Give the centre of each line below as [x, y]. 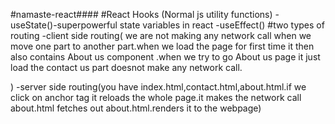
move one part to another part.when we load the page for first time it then [162, 46]
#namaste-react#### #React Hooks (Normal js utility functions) [141, 14]
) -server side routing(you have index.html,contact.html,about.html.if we [158, 87]
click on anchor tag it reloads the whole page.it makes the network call [156, 97]
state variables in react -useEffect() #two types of [222, 25]
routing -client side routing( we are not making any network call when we [161, 35]
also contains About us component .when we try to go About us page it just [165, 57]
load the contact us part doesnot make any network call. [126, 67]
